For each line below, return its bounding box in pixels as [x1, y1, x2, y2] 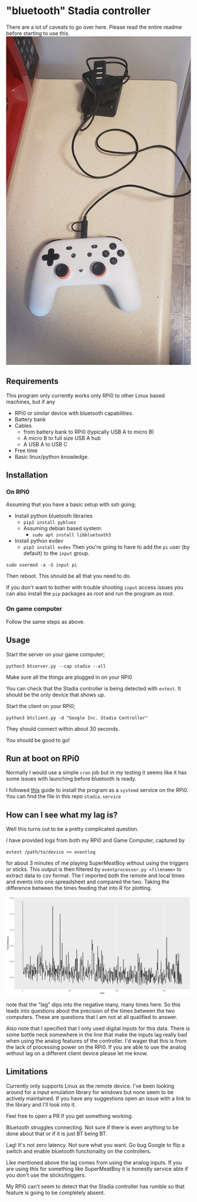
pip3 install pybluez [23, 520, 76, 526]
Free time [14, 447, 38, 454]
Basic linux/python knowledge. [14, 453, 89, 460]
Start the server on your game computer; [6, 651, 105, 658]
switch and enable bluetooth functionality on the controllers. [6, 1147, 151, 1154]
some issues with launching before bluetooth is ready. [6, 776, 137, 783]
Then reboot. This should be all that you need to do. [6, 573, 131, 580]
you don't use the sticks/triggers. [6, 1171, 86, 1179]
